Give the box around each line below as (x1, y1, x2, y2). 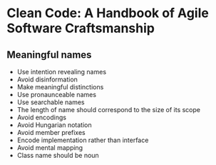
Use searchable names (16, 98, 85, 106)
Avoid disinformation (16, 75, 78, 84)
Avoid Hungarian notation (16, 121, 92, 129)
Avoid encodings (16, 113, 67, 121)
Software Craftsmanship (6, 20, 155, 36)
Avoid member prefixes (16, 129, 86, 136)
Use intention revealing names (16, 68, 107, 76)
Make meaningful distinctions (16, 83, 104, 91)
